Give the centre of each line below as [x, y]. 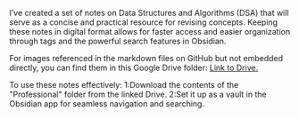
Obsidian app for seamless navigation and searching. [107, 104]
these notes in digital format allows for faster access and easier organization [150, 31]
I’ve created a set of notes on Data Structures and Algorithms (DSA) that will [149, 13]
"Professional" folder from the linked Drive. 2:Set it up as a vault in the [138, 94]
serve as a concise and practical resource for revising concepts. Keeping [144, 22]
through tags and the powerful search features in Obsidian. [118, 41]
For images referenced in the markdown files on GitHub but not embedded [146, 58]
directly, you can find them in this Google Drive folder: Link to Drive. [134, 67]
